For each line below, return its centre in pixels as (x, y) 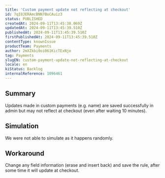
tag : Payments (20, 55)
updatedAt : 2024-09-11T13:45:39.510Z (44, 28)
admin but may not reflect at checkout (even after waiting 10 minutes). (76, 111)
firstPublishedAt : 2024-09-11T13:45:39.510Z (51, 37)
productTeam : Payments (28, 46)
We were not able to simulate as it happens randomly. (59, 138)
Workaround (25, 153)
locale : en (16, 64)
